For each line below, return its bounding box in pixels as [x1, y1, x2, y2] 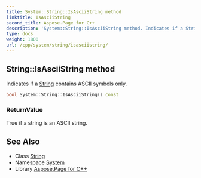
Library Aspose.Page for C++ [14, 165, 88, 172]
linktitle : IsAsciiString [6, 14, 71, 20]
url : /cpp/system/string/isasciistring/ [6, 42, 109, 48]
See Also [6, 137, 40, 147]
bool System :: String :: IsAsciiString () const [6, 91, 119, 97]
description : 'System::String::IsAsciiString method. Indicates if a [6, 25, 184, 32]
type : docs [6, 31, 33, 37]
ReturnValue [6, 106, 43, 114]
